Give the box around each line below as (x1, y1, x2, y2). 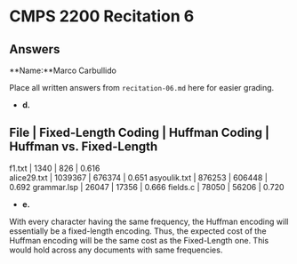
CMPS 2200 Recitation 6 (9, 6, 195, 27)
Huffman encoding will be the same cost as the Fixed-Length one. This (9, 235, 269, 245)
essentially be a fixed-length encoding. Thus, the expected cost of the (9, 225, 267, 236)
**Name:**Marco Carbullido (9, 65, 117, 76)
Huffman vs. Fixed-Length (9, 140, 158, 155)
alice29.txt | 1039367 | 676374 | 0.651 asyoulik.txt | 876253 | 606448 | (9, 172, 269, 183)
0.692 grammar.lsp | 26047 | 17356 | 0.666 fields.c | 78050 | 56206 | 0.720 (9, 181, 285, 192)
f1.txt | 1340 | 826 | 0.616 (9, 163, 100, 173)
